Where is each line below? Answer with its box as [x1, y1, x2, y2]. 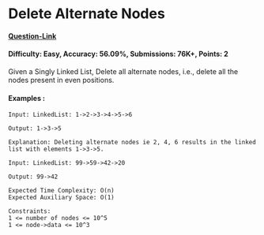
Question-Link [8, 31, 57, 40]
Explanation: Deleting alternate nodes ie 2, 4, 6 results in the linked [8, 139, 257, 147]
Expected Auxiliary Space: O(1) [8, 194, 115, 202]
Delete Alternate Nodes [8, 5, 166, 23]
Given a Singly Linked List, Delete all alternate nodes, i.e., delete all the [8, 66, 239, 76]
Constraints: [8, 207, 51, 215]
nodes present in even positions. [8, 75, 115, 84]
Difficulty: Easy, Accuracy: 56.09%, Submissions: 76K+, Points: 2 [8, 49, 229, 59]
